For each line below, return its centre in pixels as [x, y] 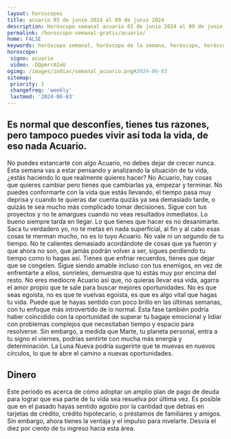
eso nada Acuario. [47, 146]
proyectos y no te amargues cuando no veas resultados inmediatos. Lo [108, 214]
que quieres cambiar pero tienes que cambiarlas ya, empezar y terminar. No [115, 185]
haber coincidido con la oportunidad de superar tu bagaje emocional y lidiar [114, 316]
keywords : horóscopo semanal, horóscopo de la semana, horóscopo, [104, 45]
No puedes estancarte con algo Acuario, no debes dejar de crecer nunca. [111, 163]
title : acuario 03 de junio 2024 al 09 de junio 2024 [86, 20]
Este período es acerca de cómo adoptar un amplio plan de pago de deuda [113, 391]
